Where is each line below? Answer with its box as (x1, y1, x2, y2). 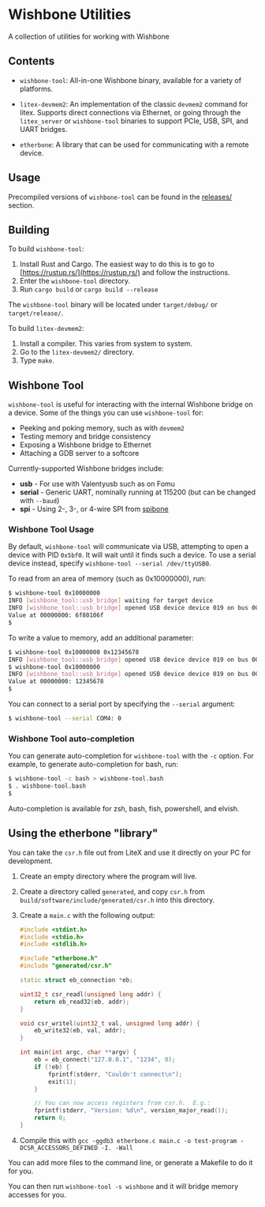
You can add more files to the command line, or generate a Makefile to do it (8, 1157, 253, 1167)
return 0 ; (34, 1114, 66, 1122)
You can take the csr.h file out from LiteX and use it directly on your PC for (8, 848, 251, 857)
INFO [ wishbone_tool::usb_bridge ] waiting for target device (8, 596, 214, 605)
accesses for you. (8, 1190, 66, 1199)
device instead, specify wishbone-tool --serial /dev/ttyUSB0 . (8, 558, 211, 568)
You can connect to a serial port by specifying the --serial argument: (8, 699, 236, 709)
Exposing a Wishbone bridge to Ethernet (19, 440, 151, 449)
